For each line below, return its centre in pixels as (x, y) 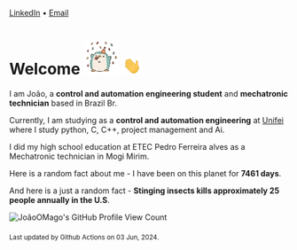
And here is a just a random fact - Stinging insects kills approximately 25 (145, 191)
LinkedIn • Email (39, 13)
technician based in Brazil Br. (63, 103)
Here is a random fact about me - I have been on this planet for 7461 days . (145, 173)
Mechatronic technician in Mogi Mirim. (79, 156)
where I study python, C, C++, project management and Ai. (117, 129)
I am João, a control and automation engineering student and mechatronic (148, 93)
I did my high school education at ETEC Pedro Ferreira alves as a (127, 146)
